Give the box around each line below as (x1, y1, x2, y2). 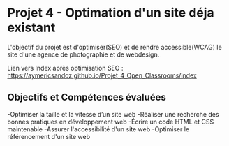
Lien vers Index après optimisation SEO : (7, 64, 124, 72)
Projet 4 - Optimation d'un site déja (7, 5, 214, 21)
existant (7, 20, 56, 36)
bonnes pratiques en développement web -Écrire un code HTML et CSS (7, 117, 214, 126)
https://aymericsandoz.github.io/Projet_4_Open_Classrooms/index (7, 71, 197, 80)
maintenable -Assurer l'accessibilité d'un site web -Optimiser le (7, 124, 190, 133)
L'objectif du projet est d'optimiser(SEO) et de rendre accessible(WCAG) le (7, 43, 222, 51)
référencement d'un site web (7, 132, 91, 140)
